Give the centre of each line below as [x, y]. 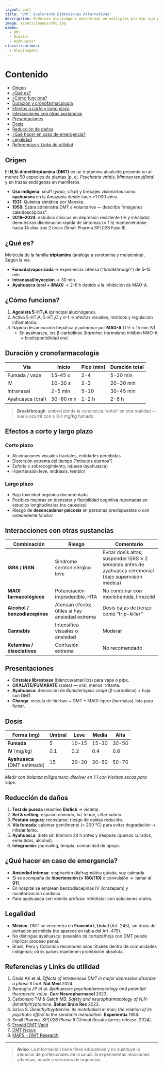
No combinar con [122, 591]
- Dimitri [19, 37]
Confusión [67, 645]
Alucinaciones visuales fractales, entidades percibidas [66, 456]
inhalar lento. [25, 830]
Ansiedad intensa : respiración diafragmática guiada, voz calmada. [79, 873]
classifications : [23, 46]
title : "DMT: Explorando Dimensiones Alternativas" [58, 14]
